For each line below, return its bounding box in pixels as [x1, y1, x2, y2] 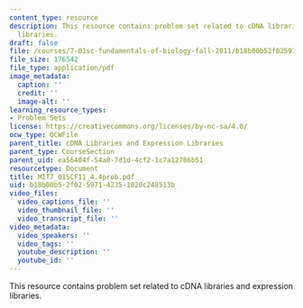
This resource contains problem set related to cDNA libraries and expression [9, 281, 294, 291]
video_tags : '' [17, 240, 75, 249]
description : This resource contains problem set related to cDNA [9, 22, 264, 31]
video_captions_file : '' [17, 197, 111, 207]
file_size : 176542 [9, 55, 78, 64]
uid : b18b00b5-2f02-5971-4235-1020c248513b [9, 181, 176, 190]
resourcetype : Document [9, 164, 99, 173]
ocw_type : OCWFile [9, 131, 78, 140]
